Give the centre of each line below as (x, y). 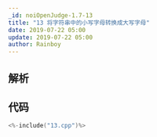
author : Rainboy (35, 45)
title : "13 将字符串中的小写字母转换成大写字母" (79, 23)
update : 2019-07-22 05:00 (50, 37)
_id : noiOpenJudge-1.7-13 (50, 15)
